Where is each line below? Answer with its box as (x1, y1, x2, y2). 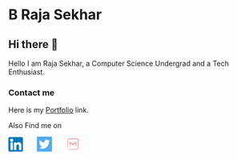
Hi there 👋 (8, 38, 58, 51)
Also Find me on (8, 121, 62, 130)
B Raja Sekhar (8, 6, 102, 24)
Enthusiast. (8, 67, 46, 77)
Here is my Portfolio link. (8, 106, 90, 115)
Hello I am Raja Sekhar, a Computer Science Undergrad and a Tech (8, 58, 230, 68)
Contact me (8, 86, 55, 98)
